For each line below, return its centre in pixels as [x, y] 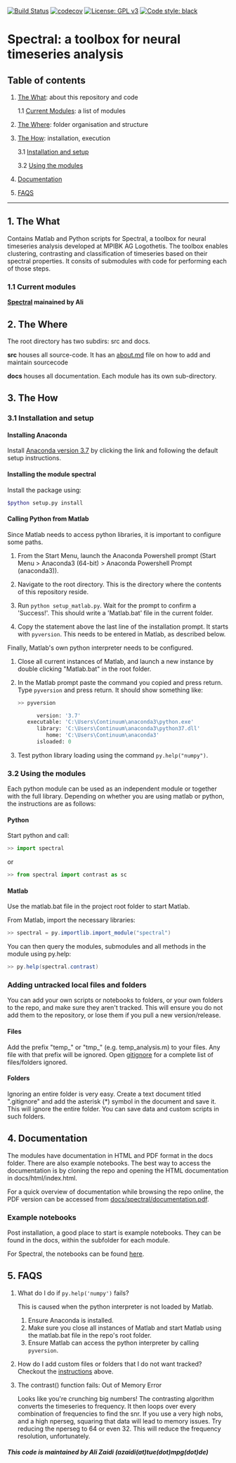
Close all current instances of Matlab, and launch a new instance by [116, 661]
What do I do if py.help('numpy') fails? [73, 1292]
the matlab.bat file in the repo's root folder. [90, 1335]
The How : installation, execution [64, 138]
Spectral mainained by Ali [46, 302]
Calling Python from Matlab [48, 519]
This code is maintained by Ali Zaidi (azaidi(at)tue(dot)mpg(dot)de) [108, 1452]
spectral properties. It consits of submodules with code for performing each [117, 261]
